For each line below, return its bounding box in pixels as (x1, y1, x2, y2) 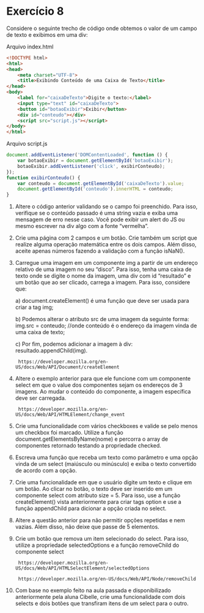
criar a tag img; (15, 303, 54, 311)
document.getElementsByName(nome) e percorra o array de (15, 435, 169, 443)
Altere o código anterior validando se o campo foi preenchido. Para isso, (15, 203, 198, 210)
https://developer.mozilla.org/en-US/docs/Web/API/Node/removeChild (18, 576, 197, 582)
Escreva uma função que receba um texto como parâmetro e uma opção (15, 454, 199, 461)
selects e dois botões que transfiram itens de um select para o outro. (15, 600, 189, 607)
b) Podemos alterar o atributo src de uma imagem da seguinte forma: (15, 316, 189, 323)
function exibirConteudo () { (6, 175, 81, 181)
